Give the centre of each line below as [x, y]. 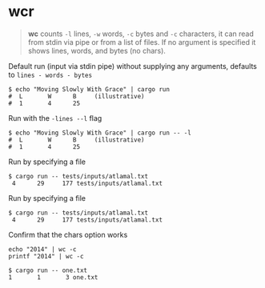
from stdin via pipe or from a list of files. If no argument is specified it [142, 42]
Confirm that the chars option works [68, 234]
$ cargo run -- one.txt [48, 270]
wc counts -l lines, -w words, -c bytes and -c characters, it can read [141, 34]
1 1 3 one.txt [53, 277]
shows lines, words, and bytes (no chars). [97, 50]
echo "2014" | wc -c [43, 249]
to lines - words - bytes [50, 74]
